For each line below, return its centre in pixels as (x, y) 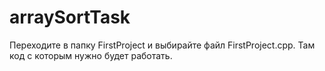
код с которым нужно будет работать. (91, 55)
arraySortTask (70, 17)
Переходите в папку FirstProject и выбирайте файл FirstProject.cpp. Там (162, 45)
